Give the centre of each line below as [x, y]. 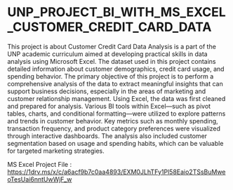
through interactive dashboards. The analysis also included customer [107, 136]
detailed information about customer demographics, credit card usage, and [116, 69]
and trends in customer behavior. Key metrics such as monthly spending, [113, 121]
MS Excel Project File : [40, 164]
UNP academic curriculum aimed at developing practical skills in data [108, 54]
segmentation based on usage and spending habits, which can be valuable [115, 143]
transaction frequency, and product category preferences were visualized [114, 128]
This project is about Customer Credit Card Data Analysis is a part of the [112, 46]
